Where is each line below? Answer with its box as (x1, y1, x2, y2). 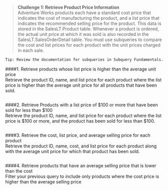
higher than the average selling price (5, 179, 82, 184)
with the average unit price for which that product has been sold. (5, 148, 140, 154)
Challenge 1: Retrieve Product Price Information (17, 5, 120, 10)
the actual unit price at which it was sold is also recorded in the (17, 31, 149, 37)
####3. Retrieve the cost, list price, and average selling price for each (5, 132, 150, 138)
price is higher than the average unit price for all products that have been (5, 82, 157, 88)
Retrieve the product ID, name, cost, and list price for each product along (5, 143, 157, 149)
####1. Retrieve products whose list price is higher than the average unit (5, 66, 156, 72)
